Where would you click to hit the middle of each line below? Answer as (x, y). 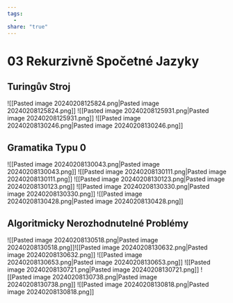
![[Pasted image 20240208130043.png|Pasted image (83, 164)
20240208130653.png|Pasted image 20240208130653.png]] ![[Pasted (109, 262)
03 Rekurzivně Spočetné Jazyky (103, 61)
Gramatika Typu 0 (47, 147)
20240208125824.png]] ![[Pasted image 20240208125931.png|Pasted (108, 111)
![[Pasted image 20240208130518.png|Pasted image (83, 240)
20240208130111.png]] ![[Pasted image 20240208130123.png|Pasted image (116, 179)
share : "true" (28, 26)
